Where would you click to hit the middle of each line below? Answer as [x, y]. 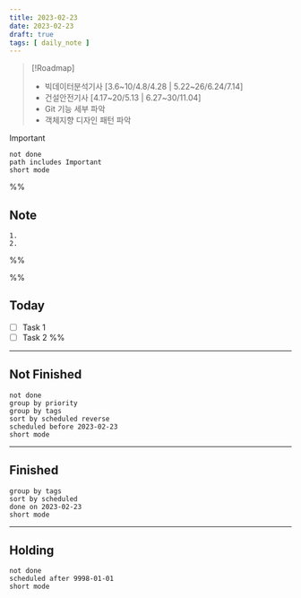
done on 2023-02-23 [46, 507]
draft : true [31, 34]
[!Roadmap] [53, 68]
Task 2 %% [43, 337]
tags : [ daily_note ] [50, 43]
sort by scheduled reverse [60, 419]
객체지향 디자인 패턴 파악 [88, 120]
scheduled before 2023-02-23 [64, 427]
